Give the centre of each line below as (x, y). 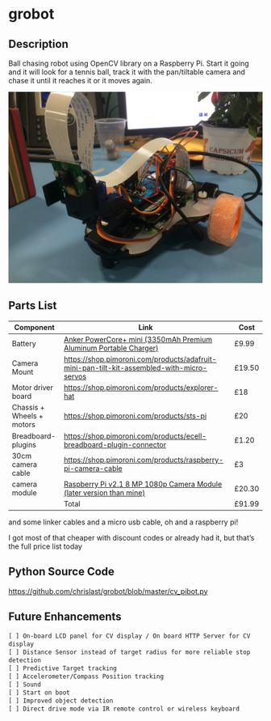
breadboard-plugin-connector (115, 444)
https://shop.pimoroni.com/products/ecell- (135, 436)
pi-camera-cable (93, 469)
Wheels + (28, 416)
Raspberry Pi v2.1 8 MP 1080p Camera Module (143, 484)
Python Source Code (62, 572)
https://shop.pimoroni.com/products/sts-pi (135, 416)
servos (75, 376)
